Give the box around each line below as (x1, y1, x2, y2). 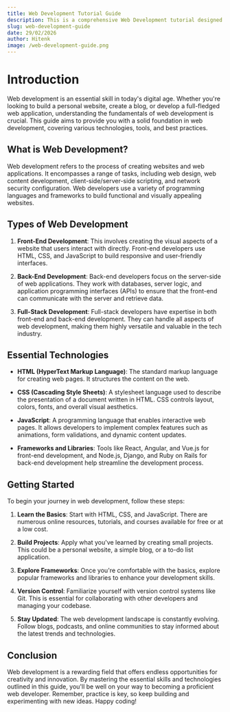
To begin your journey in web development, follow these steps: (7, 497, 185, 505)
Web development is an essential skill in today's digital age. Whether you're (7, 94, 221, 103)
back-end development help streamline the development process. (16, 459, 204, 467)
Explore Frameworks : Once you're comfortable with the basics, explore (16, 566, 221, 575)
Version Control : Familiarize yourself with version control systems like (16, 587, 216, 596)
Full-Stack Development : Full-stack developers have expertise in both (16, 307, 217, 315)
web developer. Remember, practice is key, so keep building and (7, 690, 189, 698)
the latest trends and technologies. (16, 629, 116, 638)
